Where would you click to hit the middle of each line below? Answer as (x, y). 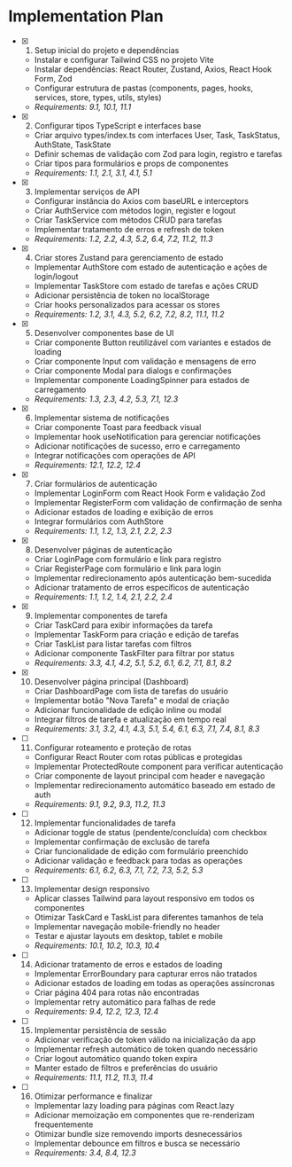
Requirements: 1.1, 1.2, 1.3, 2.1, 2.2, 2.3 (103, 530)
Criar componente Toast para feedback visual (118, 427)
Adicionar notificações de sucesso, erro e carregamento (137, 446)
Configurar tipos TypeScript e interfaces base (118, 125)
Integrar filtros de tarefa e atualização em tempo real (130, 719)
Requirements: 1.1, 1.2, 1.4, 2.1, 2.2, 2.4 (104, 597)
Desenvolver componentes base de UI (104, 333)
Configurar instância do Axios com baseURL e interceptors (142, 200)
